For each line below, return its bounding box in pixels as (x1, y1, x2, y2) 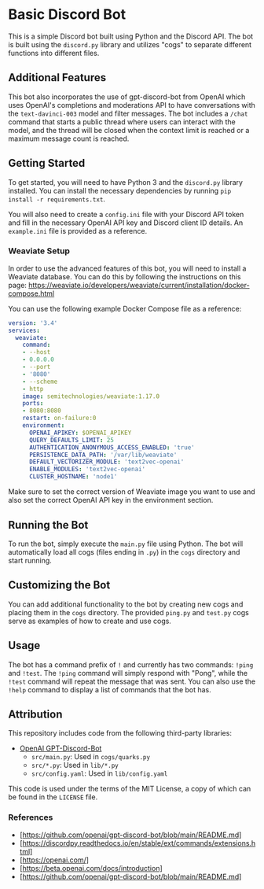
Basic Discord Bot (8, 6, 126, 24)
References (8, 812, 53, 823)
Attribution (8, 707, 63, 721)
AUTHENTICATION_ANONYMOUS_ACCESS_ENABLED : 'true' (28, 443, 195, 452)
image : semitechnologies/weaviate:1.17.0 (22, 392, 159, 400)
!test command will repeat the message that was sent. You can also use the (8, 677, 256, 686)
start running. (8, 555, 53, 565)
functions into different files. (8, 48, 100, 57)
